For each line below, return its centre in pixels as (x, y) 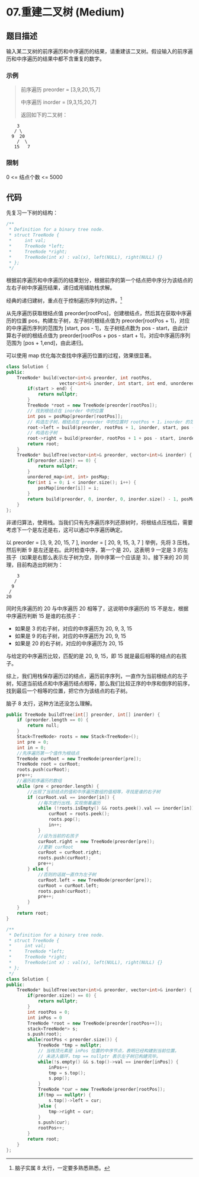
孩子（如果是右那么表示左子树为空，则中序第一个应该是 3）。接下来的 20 (94, 557)
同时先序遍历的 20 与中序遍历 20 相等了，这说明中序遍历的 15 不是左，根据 (97, 608)
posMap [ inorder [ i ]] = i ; (68, 488)
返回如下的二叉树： (44, 115)
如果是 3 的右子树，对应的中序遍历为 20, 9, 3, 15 (73, 628)
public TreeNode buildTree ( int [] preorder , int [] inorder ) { (83, 715)
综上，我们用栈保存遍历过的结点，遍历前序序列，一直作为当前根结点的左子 (97, 676)
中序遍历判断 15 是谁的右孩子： (44, 616)
